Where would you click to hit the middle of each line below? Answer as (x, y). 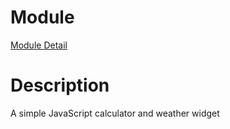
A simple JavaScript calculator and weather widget (115, 113)
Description (60, 85)
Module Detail (39, 45)
